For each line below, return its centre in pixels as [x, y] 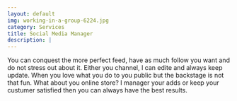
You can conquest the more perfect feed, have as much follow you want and [118, 60]
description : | [30, 40]
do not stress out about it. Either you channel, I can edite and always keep [115, 68]
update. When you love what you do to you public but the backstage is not [116, 76]
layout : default [31, 14]
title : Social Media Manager [50, 34]
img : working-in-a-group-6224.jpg [58, 20]
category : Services [36, 27]
